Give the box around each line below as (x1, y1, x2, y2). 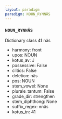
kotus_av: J (12, 57, 35, 63)
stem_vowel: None (12, 83, 49, 89)
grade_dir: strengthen (12, 93, 55, 99)
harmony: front (12, 47, 42, 52)
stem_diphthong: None (12, 98, 57, 104)
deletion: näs (12, 72, 38, 78)
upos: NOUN (12, 52, 37, 58)
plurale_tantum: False (12, 88, 54, 94)
